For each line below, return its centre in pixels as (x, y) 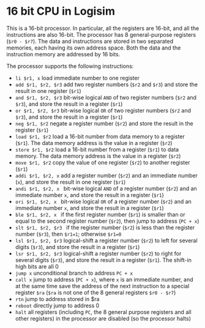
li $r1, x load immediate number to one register (77, 78)
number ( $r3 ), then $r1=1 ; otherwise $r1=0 (68, 234)
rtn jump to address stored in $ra (57, 299)
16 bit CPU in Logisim (61, 11)
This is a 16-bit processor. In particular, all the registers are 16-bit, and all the (103, 28)
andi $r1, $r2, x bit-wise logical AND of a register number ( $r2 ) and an (106, 188)
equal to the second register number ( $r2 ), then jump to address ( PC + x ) (107, 221)
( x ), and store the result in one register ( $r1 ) (70, 182)
